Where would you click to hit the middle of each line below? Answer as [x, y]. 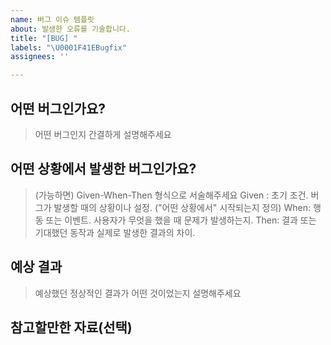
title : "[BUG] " [44, 38]
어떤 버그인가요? [58, 108]
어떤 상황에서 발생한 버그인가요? [103, 169]
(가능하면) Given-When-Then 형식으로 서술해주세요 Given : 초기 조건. [171, 195]
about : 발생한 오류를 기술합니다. [70, 29]
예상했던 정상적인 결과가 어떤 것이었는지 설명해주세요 [138, 293]
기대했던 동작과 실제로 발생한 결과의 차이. [115, 232]
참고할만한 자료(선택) [71, 327]
